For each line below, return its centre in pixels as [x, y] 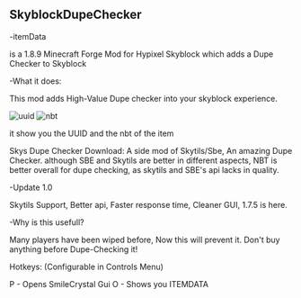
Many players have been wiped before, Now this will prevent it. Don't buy [145, 239]
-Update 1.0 [31, 187]
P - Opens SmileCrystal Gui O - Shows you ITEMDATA [109, 284]
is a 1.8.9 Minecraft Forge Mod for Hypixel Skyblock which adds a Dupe [142, 54]
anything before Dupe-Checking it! [74, 249]
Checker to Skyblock [48, 63]
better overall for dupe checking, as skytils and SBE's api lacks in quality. [145, 169]
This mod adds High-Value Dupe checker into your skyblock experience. [144, 98]
